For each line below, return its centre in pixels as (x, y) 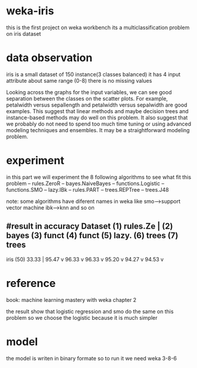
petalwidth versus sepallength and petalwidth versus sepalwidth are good (97, 105)
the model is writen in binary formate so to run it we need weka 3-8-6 (92, 358)
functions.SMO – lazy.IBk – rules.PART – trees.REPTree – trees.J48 (88, 189)
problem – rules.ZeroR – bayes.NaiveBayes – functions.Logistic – (85, 183)
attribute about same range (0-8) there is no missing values (79, 80)
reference (31, 283)
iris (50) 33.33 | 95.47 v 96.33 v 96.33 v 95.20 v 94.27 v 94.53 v (85, 259)
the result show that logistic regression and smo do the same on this (90, 311)
